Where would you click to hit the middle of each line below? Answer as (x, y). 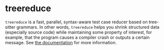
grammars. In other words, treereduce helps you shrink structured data (88, 27)
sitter (10, 27)
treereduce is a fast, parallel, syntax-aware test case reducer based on (76, 22)
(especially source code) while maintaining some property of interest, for (79, 32)
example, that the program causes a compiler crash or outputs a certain (77, 37)
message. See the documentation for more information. (61, 42)
